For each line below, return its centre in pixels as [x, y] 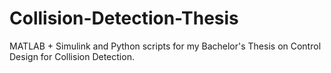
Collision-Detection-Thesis [124, 18]
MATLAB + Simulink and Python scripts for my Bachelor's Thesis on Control [165, 46]
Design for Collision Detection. [72, 56]
